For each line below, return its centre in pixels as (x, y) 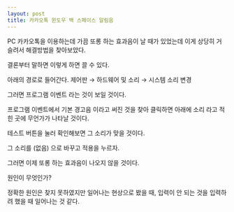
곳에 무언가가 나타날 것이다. (52, 118)
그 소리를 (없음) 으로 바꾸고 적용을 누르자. (64, 148)
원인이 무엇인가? (30, 177)
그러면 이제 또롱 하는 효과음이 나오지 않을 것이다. (73, 162)
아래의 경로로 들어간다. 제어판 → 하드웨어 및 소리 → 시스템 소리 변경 (100, 79)
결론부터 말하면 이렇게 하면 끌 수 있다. (58, 64)
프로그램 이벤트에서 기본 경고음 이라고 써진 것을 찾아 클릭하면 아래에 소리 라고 (112, 109)
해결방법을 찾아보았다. (56, 50)
